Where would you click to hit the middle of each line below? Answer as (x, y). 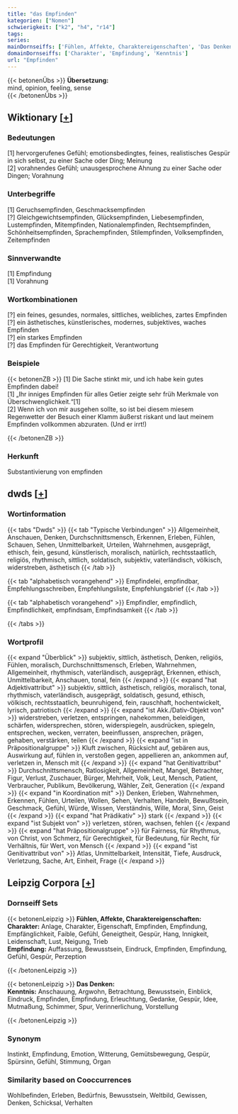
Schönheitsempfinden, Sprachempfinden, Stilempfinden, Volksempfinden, (116, 232)
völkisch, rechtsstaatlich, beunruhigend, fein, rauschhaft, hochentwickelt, (114, 702)
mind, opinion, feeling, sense (50, 88)
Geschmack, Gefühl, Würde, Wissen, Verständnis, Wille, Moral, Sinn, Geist (116, 808)
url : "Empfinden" (33, 60)
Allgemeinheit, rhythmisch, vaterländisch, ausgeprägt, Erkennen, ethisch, (114, 672)
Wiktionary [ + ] (40, 118)
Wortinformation (36, 514)
